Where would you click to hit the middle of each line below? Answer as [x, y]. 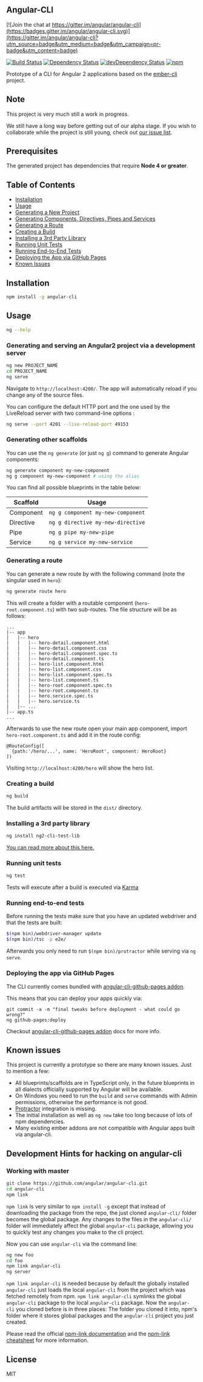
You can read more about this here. [50, 847]
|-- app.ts [20, 712]
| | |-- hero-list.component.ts [52, 680]
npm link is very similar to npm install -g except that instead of [86, 1206]
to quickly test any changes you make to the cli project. [75, 1232]
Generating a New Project [47, 212]
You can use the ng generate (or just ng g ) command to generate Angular [98, 453]
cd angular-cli [25, 1189]
